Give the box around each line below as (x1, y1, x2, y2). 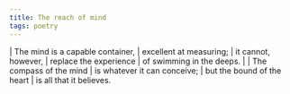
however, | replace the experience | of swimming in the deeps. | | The (9, 56, 267, 66)
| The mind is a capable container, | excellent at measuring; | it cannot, (9, 46, 270, 56)
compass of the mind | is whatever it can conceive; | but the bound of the (9, 64, 282, 76)
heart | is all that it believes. (9, 74, 112, 85)
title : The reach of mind (9, 13, 106, 22)
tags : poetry (9, 21, 59, 30)
